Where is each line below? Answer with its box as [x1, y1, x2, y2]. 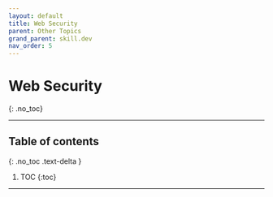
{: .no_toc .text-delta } [8, 156, 82, 166]
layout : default [8, 11, 63, 20]
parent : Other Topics [8, 27, 82, 35]
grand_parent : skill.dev [8, 34, 93, 43]
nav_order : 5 [8, 42, 53, 50]
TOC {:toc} [19, 172, 57, 182]
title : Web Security [8, 19, 79, 28]
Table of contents [8, 135, 99, 148]
